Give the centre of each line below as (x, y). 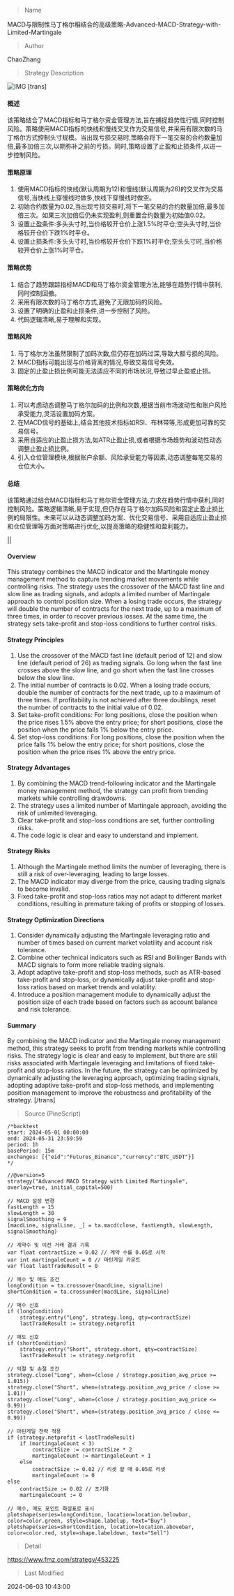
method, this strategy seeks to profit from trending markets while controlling (117, 1048)
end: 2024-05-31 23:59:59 (45, 1139)
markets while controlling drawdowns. (72, 798)
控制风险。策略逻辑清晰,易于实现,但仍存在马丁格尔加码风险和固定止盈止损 (113, 509)
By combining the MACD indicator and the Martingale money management (114, 1041)
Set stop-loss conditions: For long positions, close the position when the (121, 737)
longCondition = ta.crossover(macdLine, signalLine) (85, 1286)
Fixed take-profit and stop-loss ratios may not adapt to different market (119, 896)
